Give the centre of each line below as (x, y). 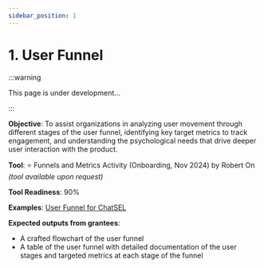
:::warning (25, 77)
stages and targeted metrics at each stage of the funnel (111, 255)
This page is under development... (65, 93)
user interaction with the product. (63, 149)
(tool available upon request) (56, 176)
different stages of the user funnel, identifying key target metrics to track (128, 132)
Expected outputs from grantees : (65, 223)
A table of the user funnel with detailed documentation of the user (128, 246)
